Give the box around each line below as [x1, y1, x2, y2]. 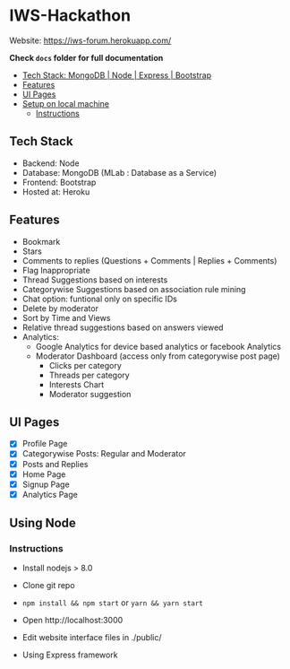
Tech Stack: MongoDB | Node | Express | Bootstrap [21, 69, 212, 81]
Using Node [9, 516, 76, 531]
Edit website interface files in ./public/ [21, 632, 163, 643]
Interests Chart [48, 378, 105, 390]
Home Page [21, 468, 66, 480]
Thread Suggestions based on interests [21, 274, 168, 285]
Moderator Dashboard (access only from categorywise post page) [35, 351, 280, 361]
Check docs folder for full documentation [9, 52, 164, 63]
